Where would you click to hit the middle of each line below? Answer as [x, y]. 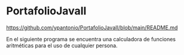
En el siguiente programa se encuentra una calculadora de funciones [91, 39]
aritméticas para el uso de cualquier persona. [62, 45]
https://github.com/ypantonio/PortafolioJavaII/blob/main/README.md [92, 27]
